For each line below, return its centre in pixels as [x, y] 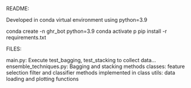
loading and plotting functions [42, 79]
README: [18, 9]
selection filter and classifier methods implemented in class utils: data [91, 72]
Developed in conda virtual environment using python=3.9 [77, 20]
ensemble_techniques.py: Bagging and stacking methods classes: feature [95, 66]
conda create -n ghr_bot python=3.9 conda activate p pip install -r [86, 31]
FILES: [14, 49]
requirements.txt [26, 37]
